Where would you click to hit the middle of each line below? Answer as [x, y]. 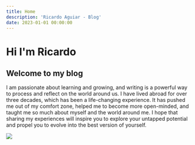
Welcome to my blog [45, 73]
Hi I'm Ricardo [41, 52]
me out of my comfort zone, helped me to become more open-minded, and [97, 106]
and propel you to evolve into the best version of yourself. [76, 125]
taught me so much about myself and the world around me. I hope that [92, 113]
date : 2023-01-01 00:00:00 [39, 22]
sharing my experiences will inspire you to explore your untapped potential [97, 119]
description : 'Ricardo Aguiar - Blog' [54, 17]
